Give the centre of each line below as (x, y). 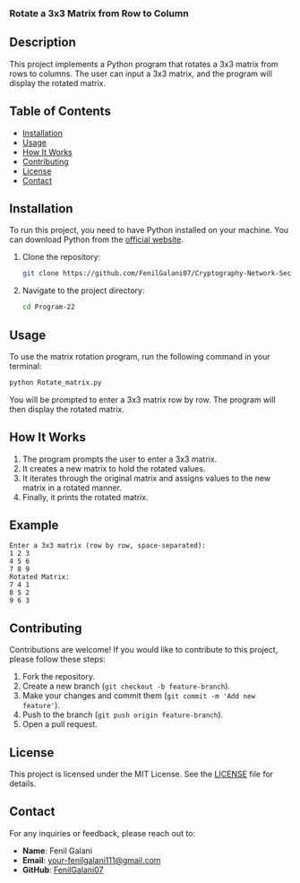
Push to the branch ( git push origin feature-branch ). (123, 714)
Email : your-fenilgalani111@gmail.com (91, 860)
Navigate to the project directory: (83, 290)
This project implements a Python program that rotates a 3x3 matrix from (144, 64)
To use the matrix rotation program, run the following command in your (140, 356)
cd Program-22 (48, 307)
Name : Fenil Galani (57, 851)
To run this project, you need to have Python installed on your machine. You (149, 230)
